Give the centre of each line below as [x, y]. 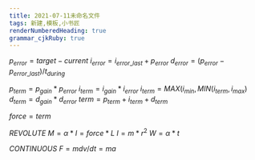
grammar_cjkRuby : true [47, 38]
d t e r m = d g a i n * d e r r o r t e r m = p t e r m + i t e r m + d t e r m [89, 100]
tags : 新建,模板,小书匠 [45, 23]
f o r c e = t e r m [30, 116]
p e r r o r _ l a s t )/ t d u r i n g [37, 72]
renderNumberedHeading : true [58, 30]
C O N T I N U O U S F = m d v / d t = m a [63, 149]
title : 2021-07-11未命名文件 [55, 16]
